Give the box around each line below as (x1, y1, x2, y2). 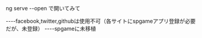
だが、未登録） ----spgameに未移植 (5, 25, 96, 32)
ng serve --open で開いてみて (5, 5, 81, 11)
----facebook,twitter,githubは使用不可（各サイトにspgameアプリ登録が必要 (5, 17, 196, 25)
